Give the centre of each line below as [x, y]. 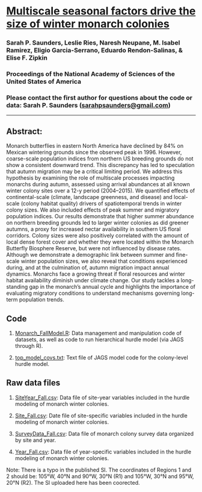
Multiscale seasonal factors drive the [101, 11]
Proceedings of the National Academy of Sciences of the [91, 74]
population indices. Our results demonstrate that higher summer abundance [100, 216]
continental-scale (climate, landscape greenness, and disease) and [89, 197]
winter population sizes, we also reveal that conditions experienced [104, 261]
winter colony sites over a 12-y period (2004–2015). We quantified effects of [101, 191]
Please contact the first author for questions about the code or [99, 98]
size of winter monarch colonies [88, 24]
